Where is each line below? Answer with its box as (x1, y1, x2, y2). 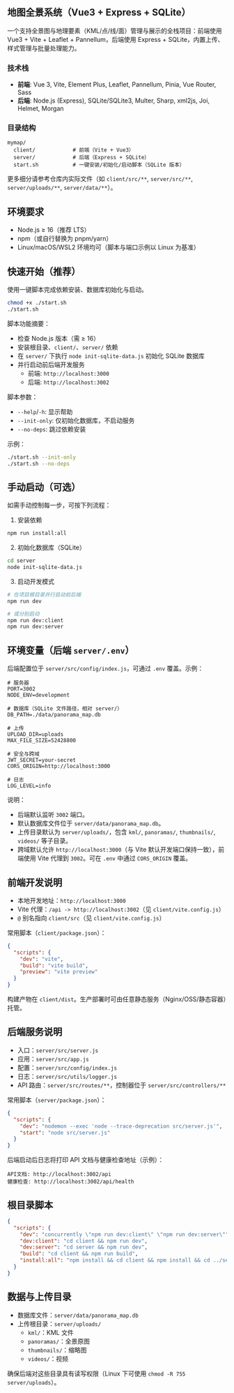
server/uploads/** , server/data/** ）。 (7, 184, 117, 192)
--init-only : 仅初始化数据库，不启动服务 (17, 416, 135, 425)
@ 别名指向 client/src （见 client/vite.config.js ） (17, 913, 166, 922)
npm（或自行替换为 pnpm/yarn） (17, 235, 113, 243)
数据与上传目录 (7, 1291, 72, 1303)
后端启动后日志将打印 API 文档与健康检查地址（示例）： (7, 1156, 164, 1164)
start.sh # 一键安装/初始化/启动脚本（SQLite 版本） (13, 161, 185, 169)
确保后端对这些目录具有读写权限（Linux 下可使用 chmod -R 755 (7, 1369, 186, 1378)
